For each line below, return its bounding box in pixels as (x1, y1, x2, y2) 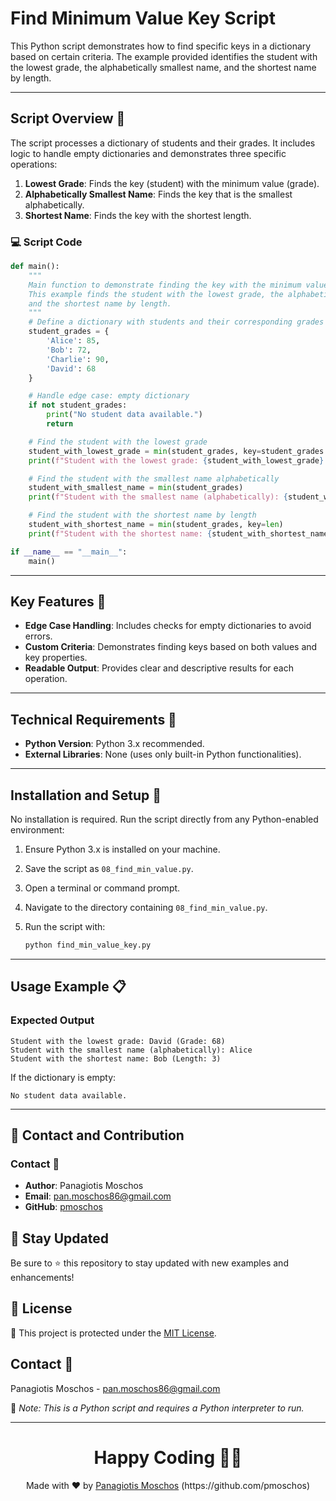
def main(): (10, 262, 60, 272)
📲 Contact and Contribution (10, 1127, 185, 1144)
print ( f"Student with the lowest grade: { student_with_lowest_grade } (28, 455, 325, 466)
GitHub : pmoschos (24, 1201, 103, 1213)
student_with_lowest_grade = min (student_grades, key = (28, 446, 262, 456)
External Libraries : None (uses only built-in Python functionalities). (24, 748, 302, 761)
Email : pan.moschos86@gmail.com (24, 1190, 172, 1202)
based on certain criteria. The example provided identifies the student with (10, 50, 318, 62)
